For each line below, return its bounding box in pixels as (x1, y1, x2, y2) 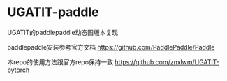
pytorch (7, 66, 30, 74)
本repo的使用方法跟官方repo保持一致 (7, 57, 114, 66)
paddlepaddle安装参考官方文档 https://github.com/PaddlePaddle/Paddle (7, 43, 215, 51)
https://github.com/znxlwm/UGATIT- (115, 57, 220, 66)
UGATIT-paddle (7, 4, 99, 20)
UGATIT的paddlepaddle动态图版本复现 (7, 28, 119, 36)
